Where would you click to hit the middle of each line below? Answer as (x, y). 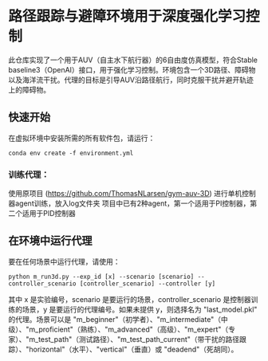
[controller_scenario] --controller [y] (148, 284)
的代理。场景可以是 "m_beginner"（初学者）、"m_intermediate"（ (115, 319)
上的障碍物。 (29, 89)
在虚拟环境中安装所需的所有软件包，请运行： (82, 138)
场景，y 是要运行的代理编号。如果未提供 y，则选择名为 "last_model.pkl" (140, 309)
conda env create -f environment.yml (71, 153)
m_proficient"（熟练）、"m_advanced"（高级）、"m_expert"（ (129, 329)
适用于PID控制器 (49, 214)
